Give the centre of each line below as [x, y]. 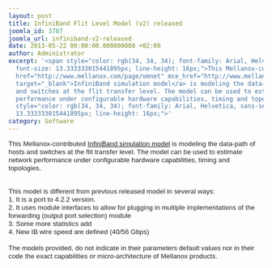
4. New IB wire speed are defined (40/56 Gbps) [79, 232]
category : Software [41, 121]
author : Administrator [47, 53]
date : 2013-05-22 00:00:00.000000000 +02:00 [85, 46]
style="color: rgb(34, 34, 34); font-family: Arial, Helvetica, [126, 106]
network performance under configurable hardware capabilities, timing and [119, 160]
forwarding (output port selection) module [70, 215]
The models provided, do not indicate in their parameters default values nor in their [132, 248]
